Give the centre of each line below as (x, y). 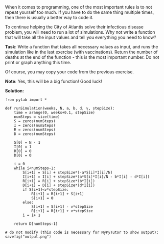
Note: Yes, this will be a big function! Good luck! (54, 81)
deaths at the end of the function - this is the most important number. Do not (82, 57)
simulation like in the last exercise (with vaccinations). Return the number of (82, 52)
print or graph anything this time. (38, 62)
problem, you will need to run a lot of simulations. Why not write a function (80, 32)
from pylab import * (26, 100)
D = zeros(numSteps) (35, 134)
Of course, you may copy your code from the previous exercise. (70, 72)
